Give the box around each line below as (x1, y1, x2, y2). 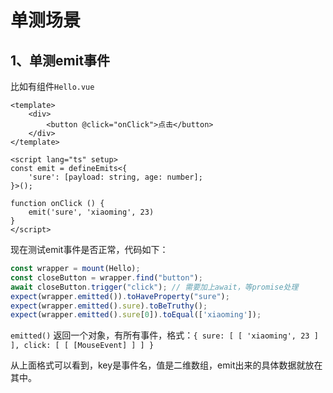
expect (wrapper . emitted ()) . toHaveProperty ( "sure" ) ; (10, 291, 230, 301)
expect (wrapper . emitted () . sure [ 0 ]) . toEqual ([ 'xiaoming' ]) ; (10, 310, 262, 320)
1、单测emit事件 (10, 52, 111, 69)
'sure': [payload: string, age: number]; (28, 172, 203, 182)
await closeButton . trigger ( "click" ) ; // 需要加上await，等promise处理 (10, 282, 299, 292)
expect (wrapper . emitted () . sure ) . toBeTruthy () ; (10, 301, 208, 311)
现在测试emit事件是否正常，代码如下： (10, 244, 169, 255)
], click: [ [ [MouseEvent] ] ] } (10, 341, 155, 351)
